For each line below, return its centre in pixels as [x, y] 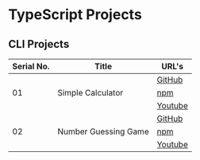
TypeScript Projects [75, 15]
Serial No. [31, 66]
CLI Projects [39, 44]
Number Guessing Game [103, 131]
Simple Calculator [90, 93]
